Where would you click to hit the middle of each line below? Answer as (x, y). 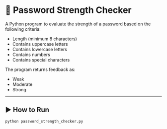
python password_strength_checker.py (44, 121)
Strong (19, 89)
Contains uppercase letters (40, 44)
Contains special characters (41, 60)
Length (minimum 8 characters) (44, 39)
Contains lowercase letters (40, 49)
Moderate (22, 84)
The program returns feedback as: (40, 69)
